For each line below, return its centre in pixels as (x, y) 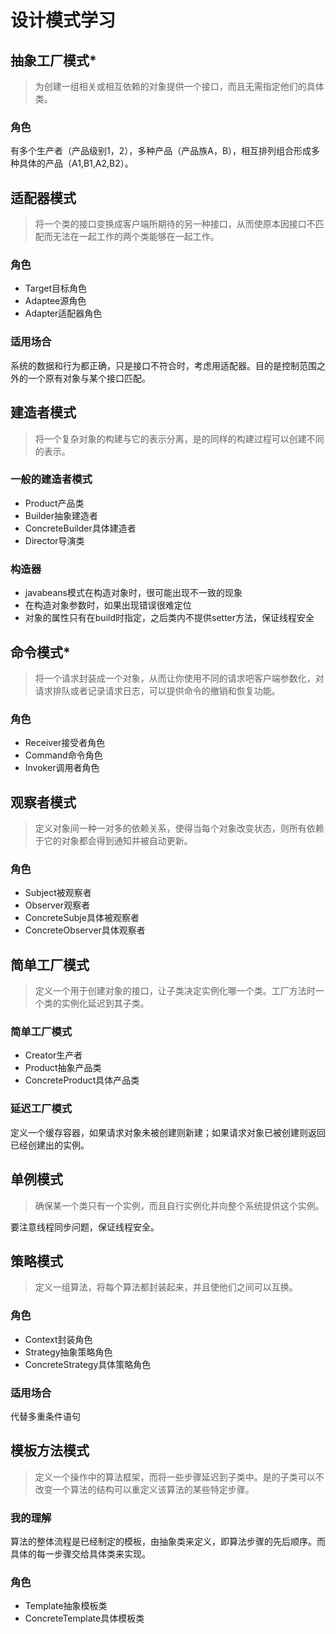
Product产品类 (54, 503)
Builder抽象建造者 (61, 515)
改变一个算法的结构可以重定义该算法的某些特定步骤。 (144, 1489)
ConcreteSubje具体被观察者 (82, 918)
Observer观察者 (57, 905)
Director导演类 (54, 540)
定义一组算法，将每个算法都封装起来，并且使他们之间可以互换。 (166, 1287)
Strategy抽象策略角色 (68, 1352)
